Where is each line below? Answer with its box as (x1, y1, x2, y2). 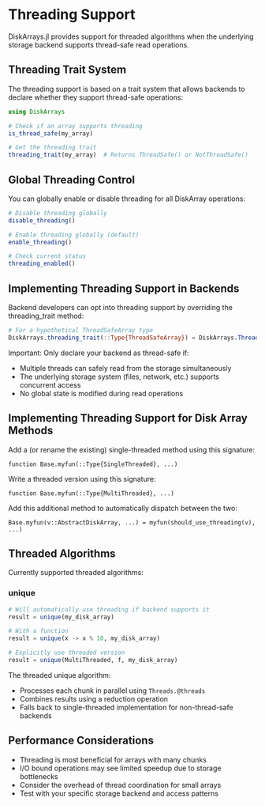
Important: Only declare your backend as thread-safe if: (8, 348, 189, 358)
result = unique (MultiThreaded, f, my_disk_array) (8, 657, 178, 664)
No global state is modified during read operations (19, 388, 184, 398)
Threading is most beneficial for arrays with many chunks (19, 755, 207, 764)
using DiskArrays (8, 108, 65, 115)
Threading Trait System (8, 63, 127, 77)
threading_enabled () (8, 259, 77, 268)
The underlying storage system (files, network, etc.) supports (19, 372, 219, 381)
